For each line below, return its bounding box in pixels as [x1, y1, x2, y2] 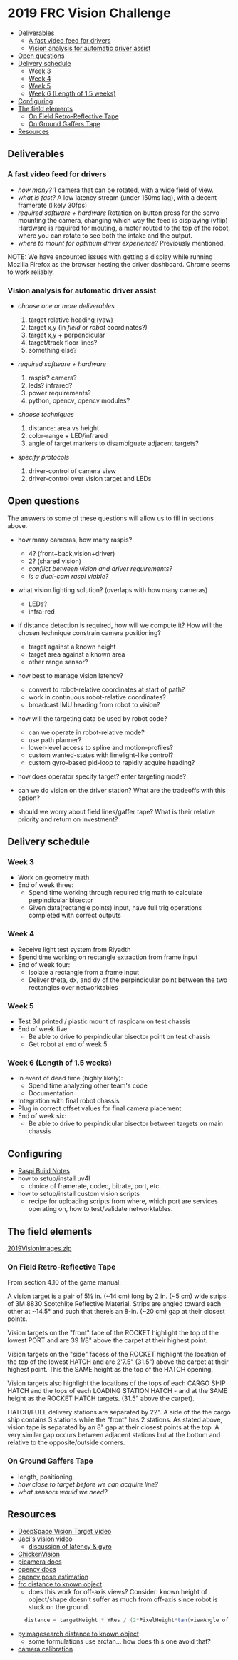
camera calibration [17, 1645, 73, 1654]
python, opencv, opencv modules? [28, 396, 130, 405]
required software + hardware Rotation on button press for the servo [17, 208, 219, 217]
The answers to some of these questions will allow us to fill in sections [7, 514, 214, 522]
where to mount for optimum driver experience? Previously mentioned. [17, 238, 226, 247]
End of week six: [17, 1112, 67, 1120]
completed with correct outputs [28, 911, 121, 920]
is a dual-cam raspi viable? [28, 572, 109, 580]
